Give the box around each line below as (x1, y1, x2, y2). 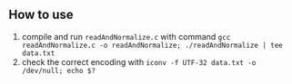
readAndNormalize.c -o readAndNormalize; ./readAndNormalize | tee (21, 41, 283, 50)
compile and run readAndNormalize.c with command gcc (21, 31, 231, 42)
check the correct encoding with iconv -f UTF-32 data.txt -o (21, 56, 257, 67)
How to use (8, 7, 74, 23)
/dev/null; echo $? (21, 66, 96, 75)
